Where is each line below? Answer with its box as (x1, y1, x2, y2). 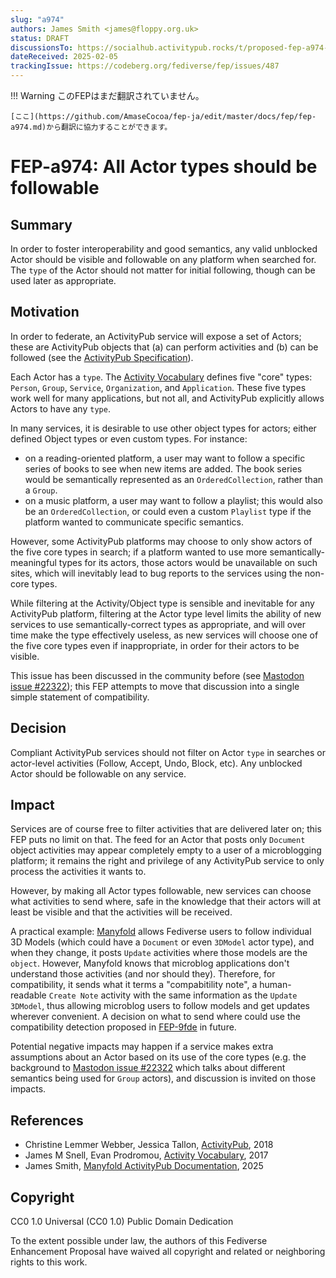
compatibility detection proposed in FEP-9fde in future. (10, 1021, 237, 1033)
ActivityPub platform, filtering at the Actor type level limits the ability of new (10, 607, 322, 620)
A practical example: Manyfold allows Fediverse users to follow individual (10, 926, 312, 938)
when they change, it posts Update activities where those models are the (10, 947, 308, 959)
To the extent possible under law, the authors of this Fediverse (10, 1235, 268, 1247)
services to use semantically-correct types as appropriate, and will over (10, 618, 307, 630)
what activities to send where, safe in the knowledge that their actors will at (10, 896, 322, 908)
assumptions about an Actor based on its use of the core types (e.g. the (10, 1051, 307, 1063)
